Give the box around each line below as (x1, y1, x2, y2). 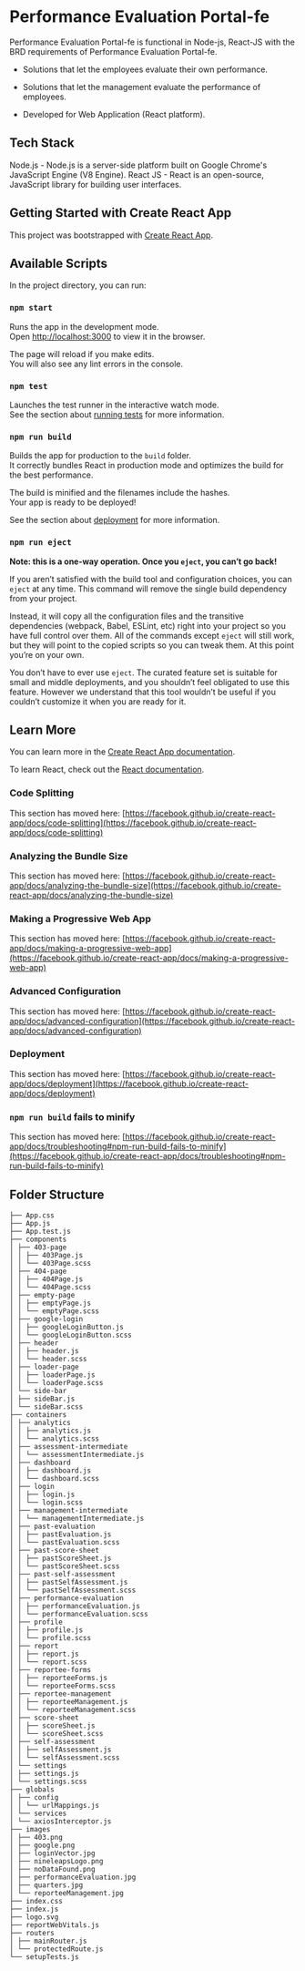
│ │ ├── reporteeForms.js (9, 1673, 107, 1682)
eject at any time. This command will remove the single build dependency (9, 583, 288, 594)
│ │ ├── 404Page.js (9, 1274, 84, 1284)
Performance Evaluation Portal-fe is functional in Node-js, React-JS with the (9, 36, 296, 47)
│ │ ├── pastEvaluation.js (9, 1529, 112, 1539)
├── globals (9, 1784, 55, 1794)
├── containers (9, 1410, 67, 1419)
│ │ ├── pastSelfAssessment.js (9, 1577, 128, 1586)
